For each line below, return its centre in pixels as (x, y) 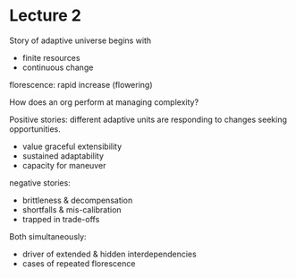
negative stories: (40, 182)
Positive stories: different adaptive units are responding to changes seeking (148, 119)
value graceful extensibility (72, 146)
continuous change (58, 67)
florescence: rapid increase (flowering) (81, 84)
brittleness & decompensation (77, 200)
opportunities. (35, 129)
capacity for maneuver (64, 165)
